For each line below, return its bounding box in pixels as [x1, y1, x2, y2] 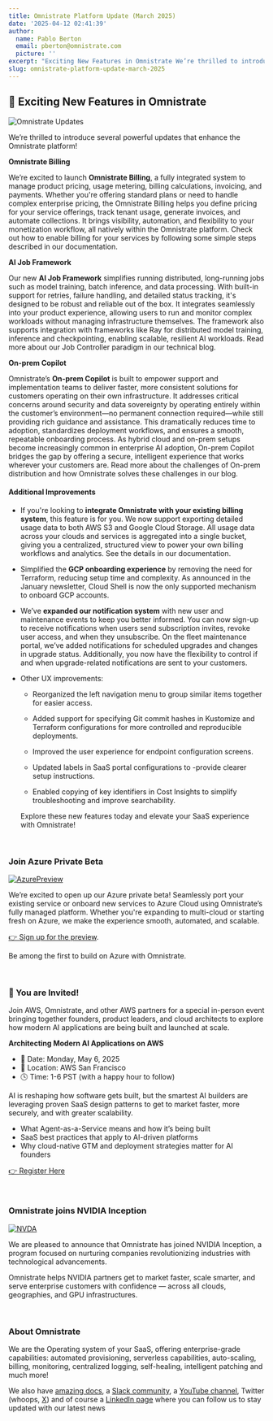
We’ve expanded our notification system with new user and [19, 606, 223, 615]
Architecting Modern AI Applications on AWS [8, 1038, 164, 1049]
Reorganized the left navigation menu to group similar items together [32, 689, 262, 699]
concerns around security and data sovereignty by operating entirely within [8, 399, 261, 409]
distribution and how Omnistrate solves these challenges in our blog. [8, 468, 238, 478]
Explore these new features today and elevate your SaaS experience [19, 810, 249, 821]
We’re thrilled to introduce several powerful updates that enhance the [8, 132, 241, 142]
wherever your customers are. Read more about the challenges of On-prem [8, 460, 262, 470]
